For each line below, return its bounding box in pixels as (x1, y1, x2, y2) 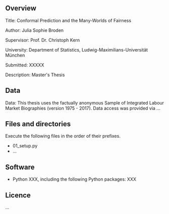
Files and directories (5, 120, 71, 128)
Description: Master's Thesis (5, 72, 65, 78)
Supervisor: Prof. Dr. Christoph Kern (5, 37, 80, 43)
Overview (5, 4, 37, 13)
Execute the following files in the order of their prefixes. (5, 133, 121, 139)
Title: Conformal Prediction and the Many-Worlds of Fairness (5, 17, 132, 23)
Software (5, 163, 35, 171)
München (5, 52, 25, 58)
